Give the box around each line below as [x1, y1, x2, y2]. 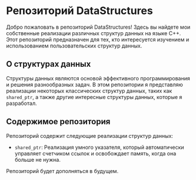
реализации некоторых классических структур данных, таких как [6, 87, 172, 94]
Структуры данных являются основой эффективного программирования [6, 74, 190, 81]
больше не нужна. [14, 156, 61, 163]
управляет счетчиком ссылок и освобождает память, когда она [14, 150, 177, 157]
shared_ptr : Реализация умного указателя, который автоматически [14, 144, 184, 151]
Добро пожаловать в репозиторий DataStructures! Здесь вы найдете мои [6, 23, 191, 30]
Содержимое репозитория [6, 117, 111, 127]
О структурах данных [6, 59, 91, 69]
